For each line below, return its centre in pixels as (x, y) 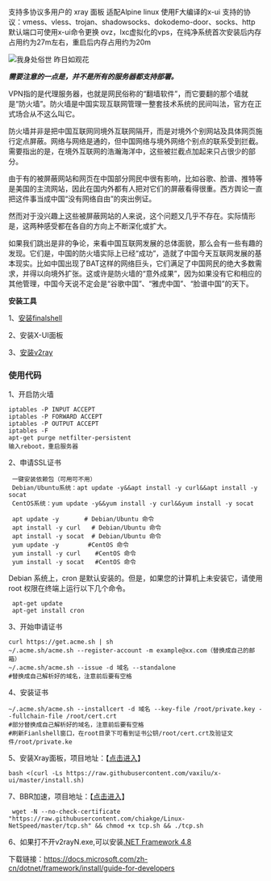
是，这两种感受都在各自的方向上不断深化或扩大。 (90, 226)
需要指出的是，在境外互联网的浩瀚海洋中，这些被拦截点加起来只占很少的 (128, 151)
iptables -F (28, 431)
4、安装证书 (29, 693)
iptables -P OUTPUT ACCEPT (54, 424)
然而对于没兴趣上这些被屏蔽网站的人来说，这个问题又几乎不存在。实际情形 (132, 216)
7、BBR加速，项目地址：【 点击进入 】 (69, 797)
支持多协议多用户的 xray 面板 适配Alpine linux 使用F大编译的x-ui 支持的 (126, 12)
